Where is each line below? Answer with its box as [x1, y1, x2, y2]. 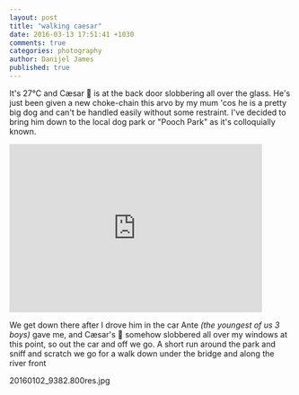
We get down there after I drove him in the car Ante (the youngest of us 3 [9, 320, 280, 330]
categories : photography [9, 47, 102, 56]
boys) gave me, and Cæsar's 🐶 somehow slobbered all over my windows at [9, 329, 288, 339]
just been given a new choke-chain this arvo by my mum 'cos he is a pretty [9, 97, 287, 108]
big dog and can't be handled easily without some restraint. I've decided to [9, 107, 286, 118]
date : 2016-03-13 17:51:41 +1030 [9, 30, 135, 39]
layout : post [9, 13, 58, 22]
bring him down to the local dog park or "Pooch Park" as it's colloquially [9, 116, 276, 127]
